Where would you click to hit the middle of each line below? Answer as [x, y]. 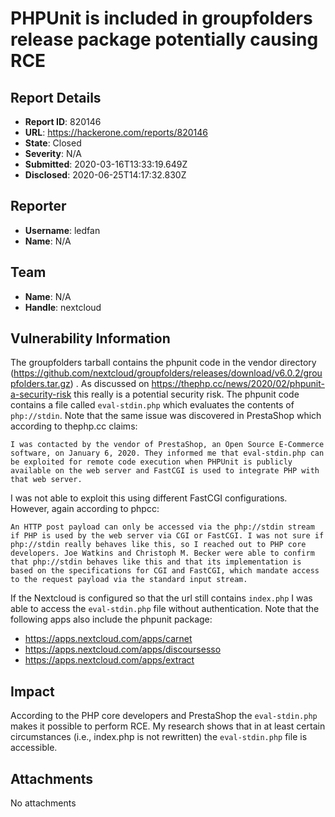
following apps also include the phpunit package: [111, 619]
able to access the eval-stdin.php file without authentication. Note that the [165, 609]
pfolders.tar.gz [40, 384]
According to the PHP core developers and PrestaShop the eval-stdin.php [164, 716]
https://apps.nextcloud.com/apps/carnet [108, 639]
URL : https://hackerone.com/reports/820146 [116, 132]
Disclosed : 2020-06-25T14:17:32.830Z [105, 175]
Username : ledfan [62, 230]
